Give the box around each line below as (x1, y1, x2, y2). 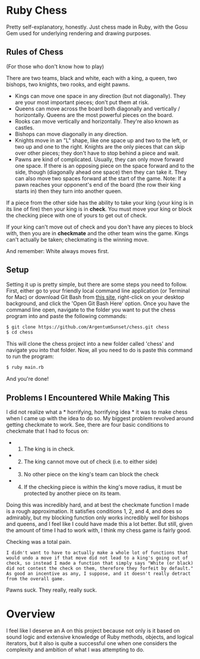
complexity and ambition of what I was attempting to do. (6, 646, 144, 653)
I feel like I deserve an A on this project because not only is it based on (6, 627, 180, 634)
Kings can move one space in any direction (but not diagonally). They (14, 92, 186, 99)
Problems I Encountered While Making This (6, 392, 170, 403)
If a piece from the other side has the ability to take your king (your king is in (6, 199, 194, 206)
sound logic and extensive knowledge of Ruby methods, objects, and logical (6, 633, 194, 640)
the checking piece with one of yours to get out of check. (6, 211, 147, 218)
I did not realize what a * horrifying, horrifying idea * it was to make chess (6, 408, 188, 415)
